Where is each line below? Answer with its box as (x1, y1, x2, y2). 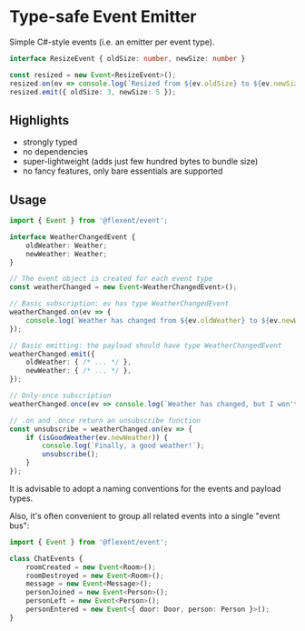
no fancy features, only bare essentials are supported (22, 165, 223, 176)
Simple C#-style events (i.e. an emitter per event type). (9, 36, 215, 47)
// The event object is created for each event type (9, 275, 213, 284)
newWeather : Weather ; (25, 249, 107, 258)
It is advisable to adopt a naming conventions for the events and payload (9, 483, 281, 494)
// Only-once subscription (9, 391, 112, 401)
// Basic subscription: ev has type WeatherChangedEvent (9, 299, 230, 308)
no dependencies (22, 146, 89, 157)
